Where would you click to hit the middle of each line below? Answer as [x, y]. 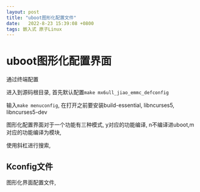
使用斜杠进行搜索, [29, 146]
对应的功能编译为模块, [34, 133]
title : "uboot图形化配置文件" [41, 18]
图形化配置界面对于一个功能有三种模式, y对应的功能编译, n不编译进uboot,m [100, 125]
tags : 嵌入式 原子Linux [34, 29]
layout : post [23, 12]
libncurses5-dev [27, 112]
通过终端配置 [22, 79]
